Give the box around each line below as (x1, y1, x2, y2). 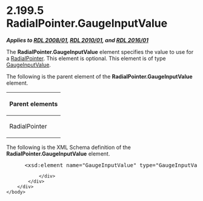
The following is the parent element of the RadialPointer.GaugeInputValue (6, 73, 193, 80)
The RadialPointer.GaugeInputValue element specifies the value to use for (6, 48, 194, 55)
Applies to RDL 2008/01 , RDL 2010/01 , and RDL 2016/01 (6, 36, 149, 44)
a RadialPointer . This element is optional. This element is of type (6, 54, 166, 62)
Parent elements (9, 99, 58, 108)
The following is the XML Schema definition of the (6, 143, 131, 151)
